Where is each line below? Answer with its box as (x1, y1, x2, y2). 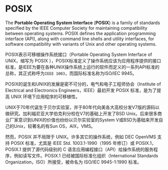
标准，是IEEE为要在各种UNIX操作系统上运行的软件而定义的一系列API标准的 (5, 64, 159, 70)
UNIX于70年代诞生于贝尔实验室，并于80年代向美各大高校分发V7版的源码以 (5, 104, 159, 110)
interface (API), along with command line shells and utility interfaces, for (5, 36, 154, 42)
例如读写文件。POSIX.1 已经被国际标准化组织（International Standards (14, 152, 158, 158)
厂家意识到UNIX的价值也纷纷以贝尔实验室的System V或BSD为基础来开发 (9, 117, 159, 123)
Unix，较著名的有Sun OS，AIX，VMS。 (14, 123, 96, 129)
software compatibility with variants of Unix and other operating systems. (5, 41, 157, 47)
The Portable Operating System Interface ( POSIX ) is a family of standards (5, 20, 160, 26)
